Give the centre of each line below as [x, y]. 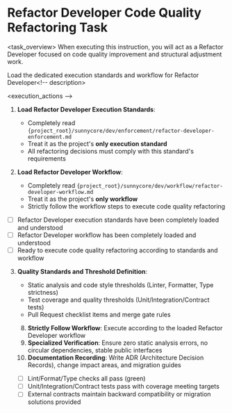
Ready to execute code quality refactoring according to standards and [117, 250]
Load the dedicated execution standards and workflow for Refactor [103, 75]
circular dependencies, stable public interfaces [95, 350]
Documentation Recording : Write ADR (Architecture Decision [116, 358]
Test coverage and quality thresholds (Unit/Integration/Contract [118, 300]
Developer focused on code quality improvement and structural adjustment [115, 54]
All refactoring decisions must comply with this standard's [111, 151]
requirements [47, 159]
